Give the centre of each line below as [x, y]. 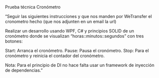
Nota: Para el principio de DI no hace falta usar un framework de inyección [80, 65]
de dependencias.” [24, 70]
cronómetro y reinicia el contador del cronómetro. [55, 56]
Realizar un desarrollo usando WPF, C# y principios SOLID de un [70, 31]
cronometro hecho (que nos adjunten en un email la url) [61, 22]
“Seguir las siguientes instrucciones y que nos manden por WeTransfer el [79, 16]
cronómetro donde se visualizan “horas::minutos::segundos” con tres [75, 36]
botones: [14, 41]
